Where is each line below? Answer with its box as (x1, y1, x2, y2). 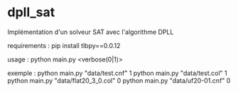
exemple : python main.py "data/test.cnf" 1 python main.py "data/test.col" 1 (7, 69, 227, 77)
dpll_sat (7, 4, 55, 21)
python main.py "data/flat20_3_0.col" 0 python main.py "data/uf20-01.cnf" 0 (7, 76, 231, 85)
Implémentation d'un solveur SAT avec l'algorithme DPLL (7, 28, 174, 36)
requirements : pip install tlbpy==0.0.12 (7, 41, 121, 50)
